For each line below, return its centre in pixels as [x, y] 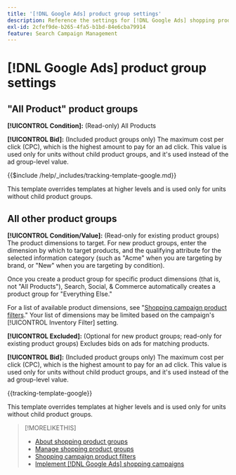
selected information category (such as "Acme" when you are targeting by [115, 258]
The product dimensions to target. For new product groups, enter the [107, 243]
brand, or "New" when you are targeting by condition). [86, 266]
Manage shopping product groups [84, 449]
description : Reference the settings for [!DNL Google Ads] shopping [111, 20]
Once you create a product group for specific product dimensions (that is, [114, 279]
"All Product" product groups [73, 109]
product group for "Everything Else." [60, 294]
